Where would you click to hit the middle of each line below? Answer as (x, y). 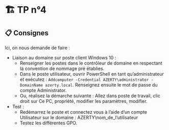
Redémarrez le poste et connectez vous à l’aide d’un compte (83, 112)
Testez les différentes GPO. (49, 123)
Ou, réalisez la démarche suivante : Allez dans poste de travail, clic (90, 96)
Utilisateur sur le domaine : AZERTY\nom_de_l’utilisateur (79, 117)
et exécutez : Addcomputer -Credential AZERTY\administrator (84, 79)
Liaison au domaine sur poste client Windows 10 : (64, 58)
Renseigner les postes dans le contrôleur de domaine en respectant (91, 63)
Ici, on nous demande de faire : (37, 48)
